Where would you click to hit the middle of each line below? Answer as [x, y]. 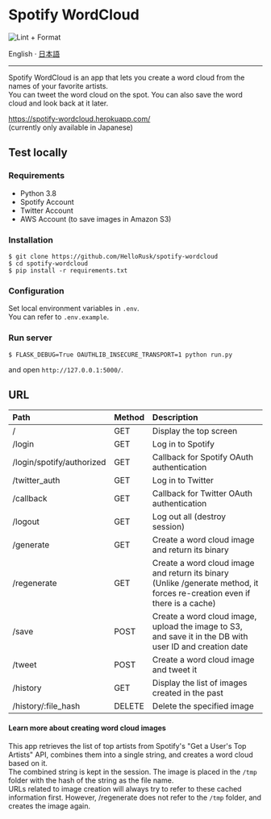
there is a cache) [184, 604]
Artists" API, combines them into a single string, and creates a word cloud [131, 755]
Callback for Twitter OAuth [202, 493]
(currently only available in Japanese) [71, 127]
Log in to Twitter [183, 480]
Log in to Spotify [183, 444]
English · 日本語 [34, 53]
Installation [31, 239]
